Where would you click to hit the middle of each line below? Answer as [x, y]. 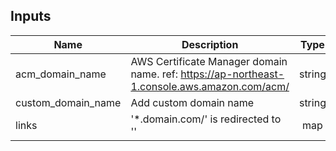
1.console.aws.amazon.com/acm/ [210, 86]
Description [210, 44]
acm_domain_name [61, 74]
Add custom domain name [192, 102]
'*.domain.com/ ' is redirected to [206, 119]
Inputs [31, 16]
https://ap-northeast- [232, 74]
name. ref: [154, 74]
